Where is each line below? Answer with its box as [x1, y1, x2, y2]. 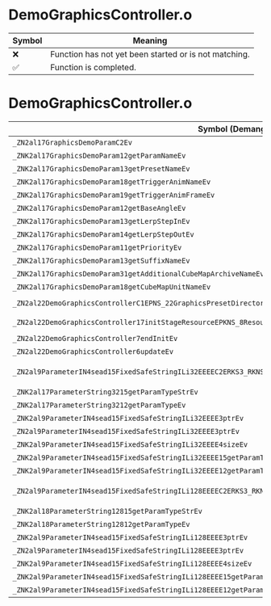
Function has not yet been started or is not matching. [49, 48, 250, 60]
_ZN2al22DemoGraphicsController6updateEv [12, 347, 174, 356]
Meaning [132, 35, 168, 46]
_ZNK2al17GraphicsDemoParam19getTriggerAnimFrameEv [12, 190, 215, 200]
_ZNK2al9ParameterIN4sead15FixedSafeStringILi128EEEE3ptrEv [12, 532, 248, 542]
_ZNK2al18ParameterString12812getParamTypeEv [12, 520, 190, 528]
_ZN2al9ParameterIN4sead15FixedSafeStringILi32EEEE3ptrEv [12, 427, 240, 436]
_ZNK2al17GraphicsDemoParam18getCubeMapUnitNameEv [12, 282, 211, 292]
